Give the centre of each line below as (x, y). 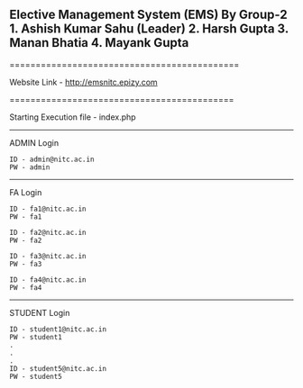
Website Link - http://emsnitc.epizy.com (83, 82)
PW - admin (30, 167)
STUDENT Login (40, 312)
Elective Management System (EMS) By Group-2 (148, 15)
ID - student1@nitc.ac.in (58, 329)
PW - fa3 (26, 264)
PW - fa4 (26, 287)
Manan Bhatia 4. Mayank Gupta (99, 43)
